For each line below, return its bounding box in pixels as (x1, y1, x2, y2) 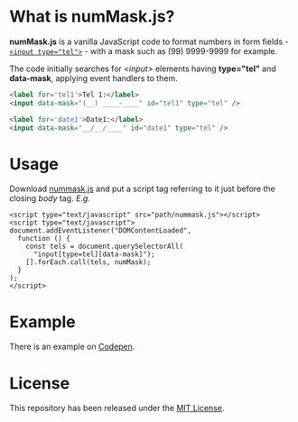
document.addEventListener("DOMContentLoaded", (9, 226, 192, 235)
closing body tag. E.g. (9, 193, 90, 204)
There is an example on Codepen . (9, 341, 135, 353)
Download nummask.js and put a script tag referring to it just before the (9, 183, 275, 195)
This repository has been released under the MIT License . (9, 403, 225, 414)
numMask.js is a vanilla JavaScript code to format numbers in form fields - (9, 36, 289, 47)
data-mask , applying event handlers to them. (9, 72, 178, 83)
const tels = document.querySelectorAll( (25, 242, 183, 252)
